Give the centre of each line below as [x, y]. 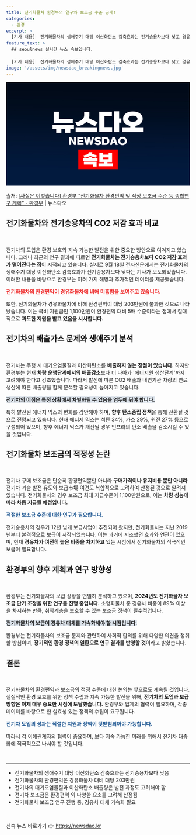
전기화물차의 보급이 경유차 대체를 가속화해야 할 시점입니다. [72, 623]
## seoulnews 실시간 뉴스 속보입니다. [52, 50]
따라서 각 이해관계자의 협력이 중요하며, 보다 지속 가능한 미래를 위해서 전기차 [92, 736]
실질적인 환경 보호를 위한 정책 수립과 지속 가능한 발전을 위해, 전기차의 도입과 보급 [97, 697]
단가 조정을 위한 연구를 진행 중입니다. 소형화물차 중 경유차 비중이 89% [96, 603]
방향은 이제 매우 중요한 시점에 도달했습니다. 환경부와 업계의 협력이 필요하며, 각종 [97, 704]
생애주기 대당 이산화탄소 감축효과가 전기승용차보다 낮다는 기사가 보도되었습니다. [97, 271]
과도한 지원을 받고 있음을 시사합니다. [62, 318]
